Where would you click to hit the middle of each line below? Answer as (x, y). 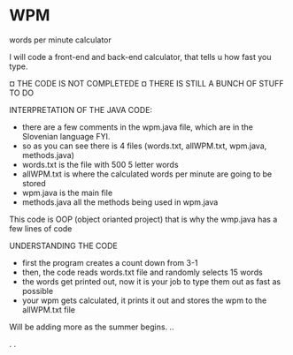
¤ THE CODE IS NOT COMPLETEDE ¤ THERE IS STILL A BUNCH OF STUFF (147, 83)
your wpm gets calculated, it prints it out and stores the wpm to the (144, 300)
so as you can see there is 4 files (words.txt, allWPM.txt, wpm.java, (144, 146)
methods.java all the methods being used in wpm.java (120, 202)
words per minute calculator (61, 40)
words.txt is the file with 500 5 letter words (100, 164)
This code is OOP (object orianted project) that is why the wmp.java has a (143, 219)
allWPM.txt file (48, 309)
